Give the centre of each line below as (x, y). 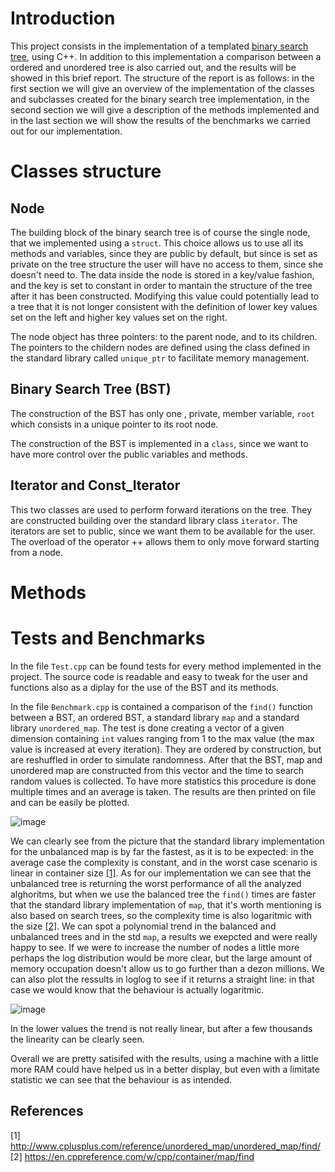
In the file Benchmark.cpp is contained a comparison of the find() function (161, 706)
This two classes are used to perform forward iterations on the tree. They (161, 509)
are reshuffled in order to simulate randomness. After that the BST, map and (166, 759)
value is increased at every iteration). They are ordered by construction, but (166, 749)
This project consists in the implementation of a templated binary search (159, 46)
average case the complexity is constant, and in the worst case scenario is (164, 862)
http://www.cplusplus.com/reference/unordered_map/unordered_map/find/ (165, 1146)
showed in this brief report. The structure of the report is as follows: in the (162, 78)
